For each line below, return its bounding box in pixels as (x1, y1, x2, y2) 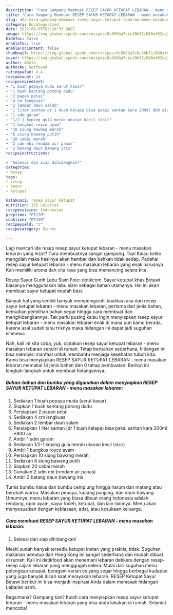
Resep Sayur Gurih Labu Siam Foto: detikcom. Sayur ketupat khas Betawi (6, 277, 161, 283)
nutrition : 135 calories (6, 203, 59, 208)
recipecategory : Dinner (6, 226, 57, 232)
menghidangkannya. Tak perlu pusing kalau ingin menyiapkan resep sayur (6, 314, 163, 320)
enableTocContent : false (6, 46, 59, 51)
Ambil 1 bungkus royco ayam (13, 447, 74, 453)
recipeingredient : (6, 79, 45, 84)
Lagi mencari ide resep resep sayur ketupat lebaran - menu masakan (6, 245, 152, 252)
